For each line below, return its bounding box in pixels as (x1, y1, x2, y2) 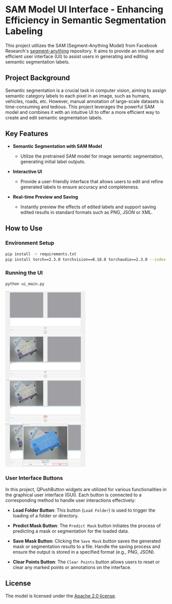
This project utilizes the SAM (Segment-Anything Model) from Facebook (5, 42, 158, 48)
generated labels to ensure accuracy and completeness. (20, 184, 139, 190)
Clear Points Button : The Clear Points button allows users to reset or (12, 558, 160, 565)
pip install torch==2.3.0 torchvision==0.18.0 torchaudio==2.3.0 (5, 257, 147, 262)
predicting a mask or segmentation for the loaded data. (12, 528, 130, 534)
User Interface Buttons (5, 475, 63, 482)
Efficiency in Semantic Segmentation (5, 14, 166, 26)
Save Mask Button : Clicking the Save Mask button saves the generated (12, 538, 161, 544)
